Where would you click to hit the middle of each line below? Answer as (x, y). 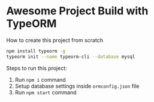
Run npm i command (40, 79)
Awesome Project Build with (77, 11)
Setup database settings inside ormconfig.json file (77, 86)
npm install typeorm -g (36, 51)
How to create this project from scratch (55, 40)
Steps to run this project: (37, 68)
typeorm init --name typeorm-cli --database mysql (71, 57)
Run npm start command (46, 92)
